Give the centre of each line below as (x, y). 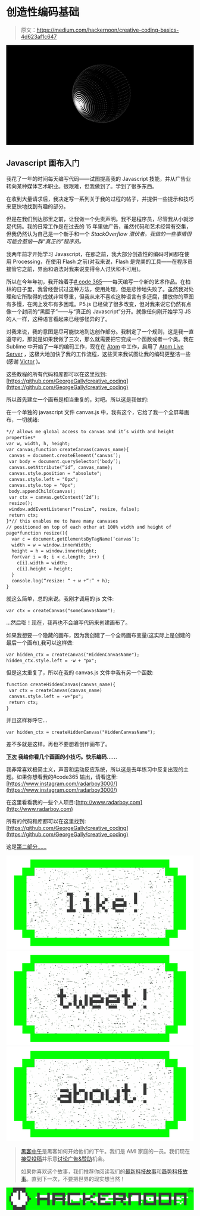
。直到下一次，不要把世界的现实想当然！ (76, 1179)
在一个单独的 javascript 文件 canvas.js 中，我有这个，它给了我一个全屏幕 (95, 412)
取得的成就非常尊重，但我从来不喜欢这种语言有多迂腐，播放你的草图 (110, 297)
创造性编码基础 (43, 12)
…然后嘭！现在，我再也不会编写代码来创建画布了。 (68, 622)
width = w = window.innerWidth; (52, 545)
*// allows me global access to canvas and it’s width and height (90, 431)
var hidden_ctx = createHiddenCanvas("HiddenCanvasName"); (81, 732)
